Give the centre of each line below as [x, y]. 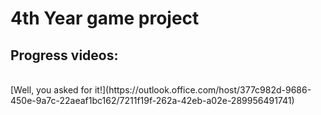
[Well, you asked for [51, 90]
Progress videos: [64, 55]
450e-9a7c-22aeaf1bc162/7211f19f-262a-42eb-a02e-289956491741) [152, 100]
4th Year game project [105, 18]
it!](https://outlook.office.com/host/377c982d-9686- [203, 90]
